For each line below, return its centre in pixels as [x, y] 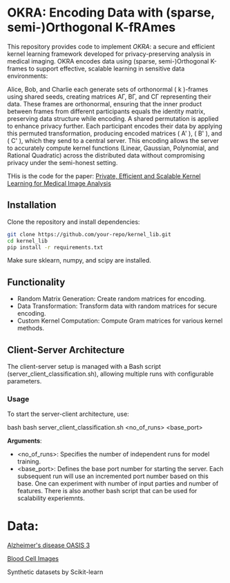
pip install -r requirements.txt [55, 247]
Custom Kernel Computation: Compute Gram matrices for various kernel [120, 321]
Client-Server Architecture [66, 350]
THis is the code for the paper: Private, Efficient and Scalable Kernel [104, 176]
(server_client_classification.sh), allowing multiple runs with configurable [111, 374]
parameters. [25, 381]
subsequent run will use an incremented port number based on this [113, 476]
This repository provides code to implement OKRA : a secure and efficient [111, 46]
